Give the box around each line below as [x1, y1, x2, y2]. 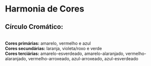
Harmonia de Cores [5, 3, 85, 14]
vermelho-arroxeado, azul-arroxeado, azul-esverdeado [28, 56, 139, 61]
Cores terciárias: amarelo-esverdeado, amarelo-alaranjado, [5, 51, 125, 56]
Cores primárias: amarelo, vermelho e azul [5, 40, 91, 46]
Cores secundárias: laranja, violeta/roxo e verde [5, 46, 102, 51]
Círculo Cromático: [5, 23, 63, 31]
